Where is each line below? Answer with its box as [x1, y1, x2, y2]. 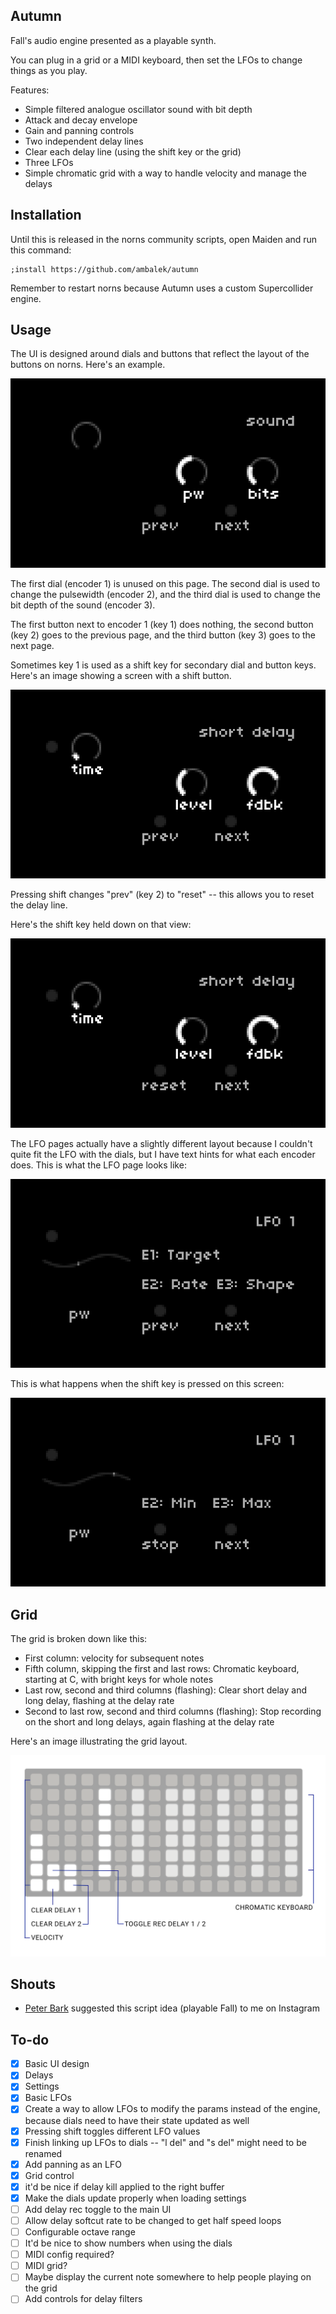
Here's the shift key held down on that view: [10, 919, 192, 931]
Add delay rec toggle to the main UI [24, 2203, 172, 2215]
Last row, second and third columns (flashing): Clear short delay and [24, 1684, 308, 1696]
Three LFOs [24, 156, 74, 168]
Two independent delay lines [24, 135, 144, 147]
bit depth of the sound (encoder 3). [10, 599, 156, 611]
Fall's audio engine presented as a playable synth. [10, 34, 217, 46]
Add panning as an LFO [24, 2158, 122, 2170]
